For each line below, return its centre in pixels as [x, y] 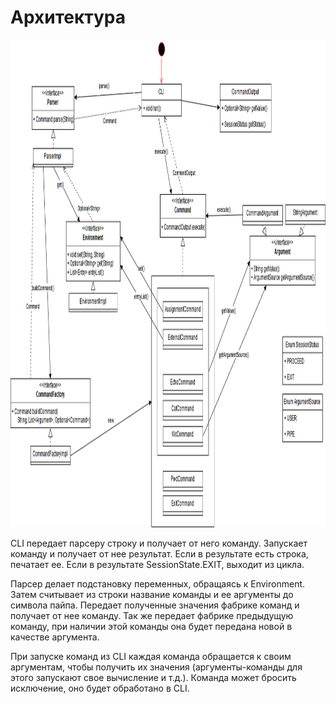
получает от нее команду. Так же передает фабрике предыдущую [152, 615]
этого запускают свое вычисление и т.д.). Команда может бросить [153, 677]
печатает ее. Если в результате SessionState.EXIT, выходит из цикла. [157, 564]
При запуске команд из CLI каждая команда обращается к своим [151, 656]
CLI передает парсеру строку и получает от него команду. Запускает [159, 543]
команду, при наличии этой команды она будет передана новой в [151, 626]
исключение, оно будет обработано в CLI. [100, 688]
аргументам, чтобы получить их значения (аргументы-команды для [156, 667]
